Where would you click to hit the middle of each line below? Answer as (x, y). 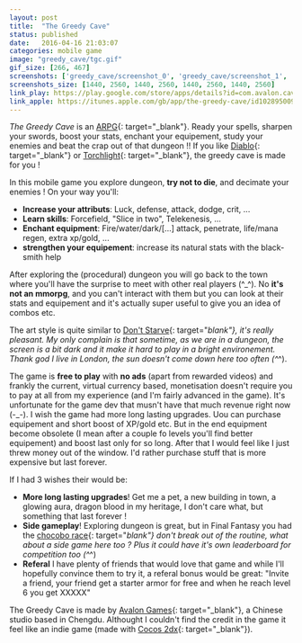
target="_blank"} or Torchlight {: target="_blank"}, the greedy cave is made (147, 156)
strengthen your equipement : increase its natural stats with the (140, 247)
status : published (44, 34)
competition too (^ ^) (59, 555)
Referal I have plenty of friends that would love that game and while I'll (153, 564)
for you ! (25, 165)
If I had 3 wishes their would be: (68, 480)
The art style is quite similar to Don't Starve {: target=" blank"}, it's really (142, 330)
